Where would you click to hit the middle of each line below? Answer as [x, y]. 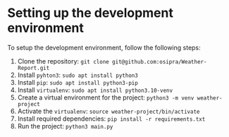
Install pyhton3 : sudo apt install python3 [78, 75]
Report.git [33, 68]
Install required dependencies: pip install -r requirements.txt [111, 119]
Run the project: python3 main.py [65, 126]
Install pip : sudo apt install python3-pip [78, 82]
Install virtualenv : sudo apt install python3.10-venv [95, 90]
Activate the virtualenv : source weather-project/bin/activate [109, 111]
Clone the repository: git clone [63, 61]
